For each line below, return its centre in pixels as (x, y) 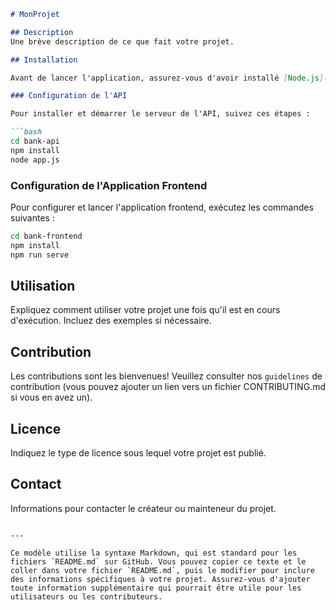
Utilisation (43, 285)
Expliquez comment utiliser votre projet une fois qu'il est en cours (145, 310)
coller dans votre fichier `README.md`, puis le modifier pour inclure (162, 570)
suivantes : (32, 217)
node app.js (35, 160)
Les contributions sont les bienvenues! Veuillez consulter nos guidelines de (166, 376)
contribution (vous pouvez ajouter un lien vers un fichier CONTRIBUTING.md (168, 387)
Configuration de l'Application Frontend (109, 185)
